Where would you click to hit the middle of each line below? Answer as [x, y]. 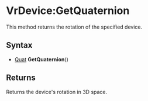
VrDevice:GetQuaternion [68, 11]
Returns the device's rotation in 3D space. [57, 92]
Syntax [19, 45]
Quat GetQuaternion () [42, 59]
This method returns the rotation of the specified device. [74, 27]
